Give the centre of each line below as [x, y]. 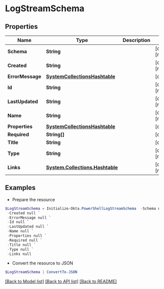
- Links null [19, 254]
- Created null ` [24, 213]
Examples [20, 188]
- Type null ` [20, 249]
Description [136, 40]
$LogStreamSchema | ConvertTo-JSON [41, 272]
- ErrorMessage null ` [29, 218]
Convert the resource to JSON [42, 263]
